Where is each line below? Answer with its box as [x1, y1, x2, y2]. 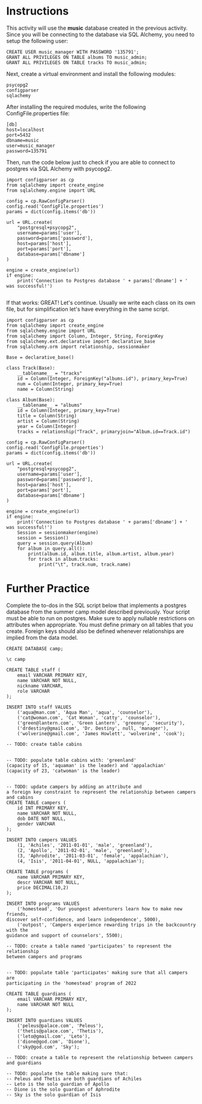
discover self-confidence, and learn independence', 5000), [6, 916, 161, 923]
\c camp [6, 656, 26, 662]
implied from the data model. [6, 634, 79, 641]
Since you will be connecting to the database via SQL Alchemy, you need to [6, 30, 195, 38]
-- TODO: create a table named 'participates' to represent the [6, 943, 172, 949]
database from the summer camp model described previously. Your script [6, 608, 191, 615]
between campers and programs [6, 953, 83, 960]
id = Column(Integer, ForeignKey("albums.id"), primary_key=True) [17, 375, 188, 382]
